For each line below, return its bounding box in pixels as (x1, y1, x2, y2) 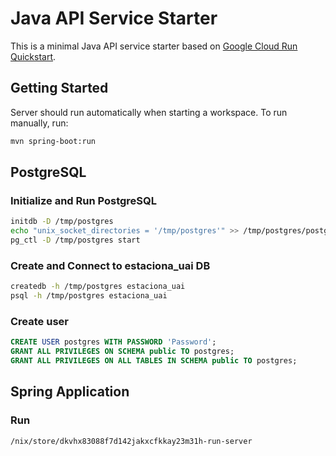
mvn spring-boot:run (10, 136, 97, 146)
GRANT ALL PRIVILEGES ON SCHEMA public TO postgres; (10, 347, 235, 357)
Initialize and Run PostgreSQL (10, 193, 158, 207)
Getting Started (10, 80, 109, 97)
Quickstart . (10, 50, 57, 62)
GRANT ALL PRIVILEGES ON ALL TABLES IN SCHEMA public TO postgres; (10, 356, 298, 366)
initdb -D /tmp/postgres (10, 217, 114, 227)
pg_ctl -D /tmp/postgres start (10, 235, 141, 246)
